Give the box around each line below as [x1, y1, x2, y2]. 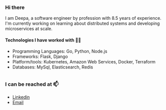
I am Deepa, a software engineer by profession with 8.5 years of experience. [5, 15, 162, 21]
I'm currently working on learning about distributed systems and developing [5, 20, 160, 26]
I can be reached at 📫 [5, 81, 59, 88]
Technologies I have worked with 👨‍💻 [5, 37, 81, 43]
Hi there [5, 4, 25, 11]
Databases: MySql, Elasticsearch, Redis [12, 64, 93, 70]
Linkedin [12, 94, 30, 100]
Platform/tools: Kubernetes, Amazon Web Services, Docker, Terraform [12, 58, 156, 64]
